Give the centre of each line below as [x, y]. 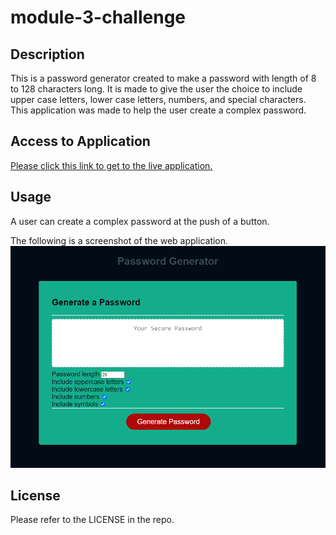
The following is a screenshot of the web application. [119, 240]
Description [47, 54]
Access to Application [80, 141]
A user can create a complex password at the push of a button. [140, 221]
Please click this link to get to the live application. [111, 165]
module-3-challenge [98, 17]
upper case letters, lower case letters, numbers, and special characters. [158, 99]
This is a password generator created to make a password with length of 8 [163, 78]
